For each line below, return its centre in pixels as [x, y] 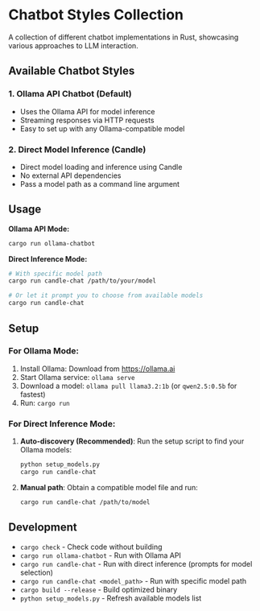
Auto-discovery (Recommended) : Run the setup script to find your [132, 441]
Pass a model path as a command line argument [99, 184]
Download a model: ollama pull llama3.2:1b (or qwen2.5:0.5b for [128, 386]
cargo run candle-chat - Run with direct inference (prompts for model [136, 564]
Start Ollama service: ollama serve [77, 377]
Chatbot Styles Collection [96, 15]
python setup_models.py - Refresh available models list [111, 598]
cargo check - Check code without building [91, 547]
